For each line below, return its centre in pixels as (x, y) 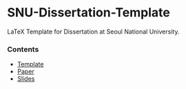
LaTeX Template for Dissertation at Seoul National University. (93, 31)
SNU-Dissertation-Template (89, 13)
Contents (23, 49)
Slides (26, 79)
